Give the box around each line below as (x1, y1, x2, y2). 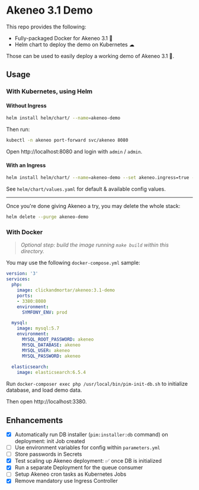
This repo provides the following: (6, 23, 86, 30)
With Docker (6, 228, 43, 236)
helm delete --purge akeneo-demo (6, 214, 89, 220)
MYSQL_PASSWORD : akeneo (21, 353, 81, 359)
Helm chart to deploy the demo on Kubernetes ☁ (14, 41, 135, 48)
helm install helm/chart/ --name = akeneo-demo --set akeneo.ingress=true (6, 175, 190, 181)
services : (6, 276, 31, 282)
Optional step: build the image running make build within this (20, 241, 169, 249)
